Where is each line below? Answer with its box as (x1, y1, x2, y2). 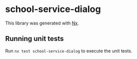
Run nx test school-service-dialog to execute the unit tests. (5, 47, 132, 53)
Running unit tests (5, 34, 64, 43)
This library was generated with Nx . (5, 20, 79, 26)
